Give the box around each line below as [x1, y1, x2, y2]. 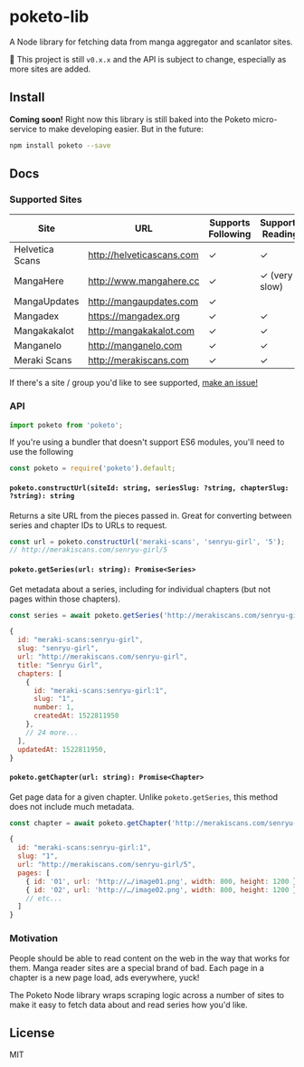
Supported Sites [9, 193, 83, 206]
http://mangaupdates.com [88, 295, 199, 308]
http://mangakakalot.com [88, 324, 195, 337]
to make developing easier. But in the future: [39, 123, 204, 134]
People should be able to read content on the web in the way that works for [9, 953, 290, 964]
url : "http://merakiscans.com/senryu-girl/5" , [17, 860, 196, 870]
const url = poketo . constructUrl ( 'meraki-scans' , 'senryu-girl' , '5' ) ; [9, 537, 285, 546]
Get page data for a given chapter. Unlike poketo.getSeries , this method [9, 791, 279, 803]
